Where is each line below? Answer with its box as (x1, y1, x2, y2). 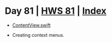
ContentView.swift (12, 22, 51, 28)
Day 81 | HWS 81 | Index (5, 5, 107, 17)
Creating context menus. (12, 32, 64, 38)
